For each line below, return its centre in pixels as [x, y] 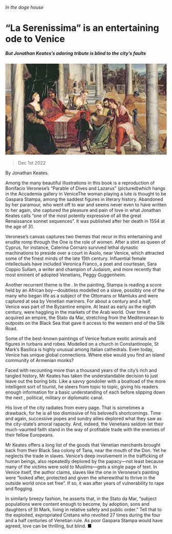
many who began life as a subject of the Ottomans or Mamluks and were [82, 296]
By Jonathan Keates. [27, 173]
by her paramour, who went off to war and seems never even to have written [86, 205]
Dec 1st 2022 [32, 163]
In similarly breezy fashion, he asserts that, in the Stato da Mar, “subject [81, 499]
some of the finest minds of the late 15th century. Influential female [76, 259]
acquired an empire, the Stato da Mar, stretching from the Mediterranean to [85, 318]
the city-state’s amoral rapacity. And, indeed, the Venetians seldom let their [84, 424]
